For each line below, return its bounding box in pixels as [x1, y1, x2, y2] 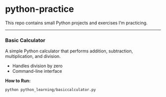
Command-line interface [12, 68, 62, 74]
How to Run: [5, 78, 31, 84]
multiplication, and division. [5, 53, 61, 59]
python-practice [5, 3, 74, 15]
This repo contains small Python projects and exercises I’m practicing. [5, 20, 148, 26]
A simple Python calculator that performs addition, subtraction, [5, 48, 133, 54]
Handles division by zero [12, 63, 63, 69]
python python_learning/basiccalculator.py [5, 88, 96, 93]
